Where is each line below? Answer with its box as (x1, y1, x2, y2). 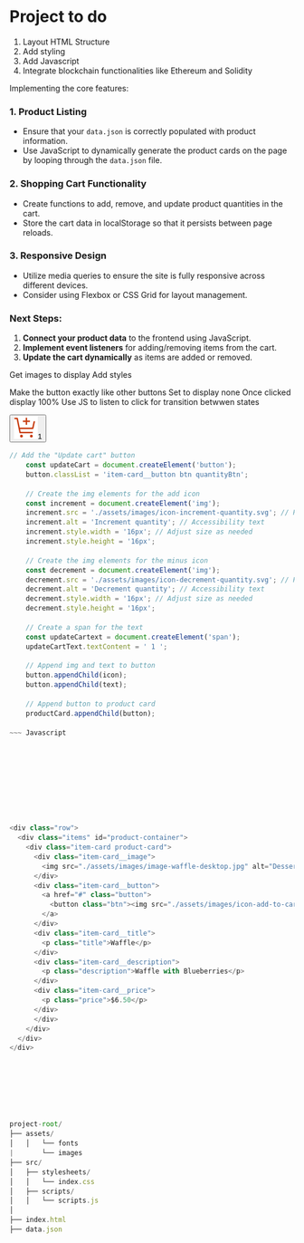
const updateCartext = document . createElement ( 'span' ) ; (25, 632, 242, 641)
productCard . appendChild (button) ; (25, 708, 156, 718)
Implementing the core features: (9, 82, 129, 93)
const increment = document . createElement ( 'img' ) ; (25, 498, 221, 508)
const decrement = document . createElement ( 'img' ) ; (25, 565, 221, 574)
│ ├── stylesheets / (9, 1167, 91, 1177)
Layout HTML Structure (22, 36, 110, 47)
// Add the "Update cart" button (9, 451, 136, 460)
